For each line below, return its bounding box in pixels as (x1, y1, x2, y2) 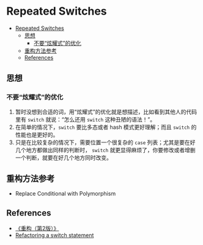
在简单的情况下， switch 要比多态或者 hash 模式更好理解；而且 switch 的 (15, 123, 197, 131)
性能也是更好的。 (15, 131, 59, 138)
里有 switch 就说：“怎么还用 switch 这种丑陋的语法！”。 (15, 115, 156, 123)
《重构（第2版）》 (15, 225, 59, 232)
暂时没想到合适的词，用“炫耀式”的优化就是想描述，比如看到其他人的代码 (15, 108, 197, 115)
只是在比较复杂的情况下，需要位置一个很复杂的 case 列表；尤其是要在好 (15, 139, 196, 146)
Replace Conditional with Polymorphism (15, 190, 116, 197)
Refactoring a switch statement (15, 232, 94, 239)
